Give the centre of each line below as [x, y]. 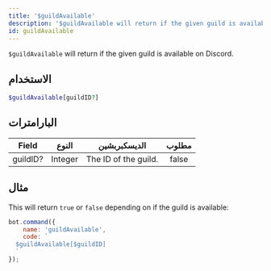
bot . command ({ [32, 222]
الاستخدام [30, 79]
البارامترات [33, 123]
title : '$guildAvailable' [52, 16]
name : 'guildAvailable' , [65, 229]
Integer [65, 159]
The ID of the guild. [122, 159]
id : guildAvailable [41, 31]
